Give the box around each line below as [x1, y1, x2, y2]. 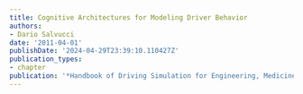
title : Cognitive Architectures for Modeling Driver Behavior [9, 13, 248, 22]
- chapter [9, 64, 47, 73]
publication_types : [9, 55, 83, 64]
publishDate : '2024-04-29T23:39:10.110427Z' [9, 47, 179, 56]
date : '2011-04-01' [9, 38, 83, 47]
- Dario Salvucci [9, 30, 75, 38]
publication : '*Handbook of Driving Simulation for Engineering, [9, 72, 260, 81]
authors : [9, 21, 42, 30]
